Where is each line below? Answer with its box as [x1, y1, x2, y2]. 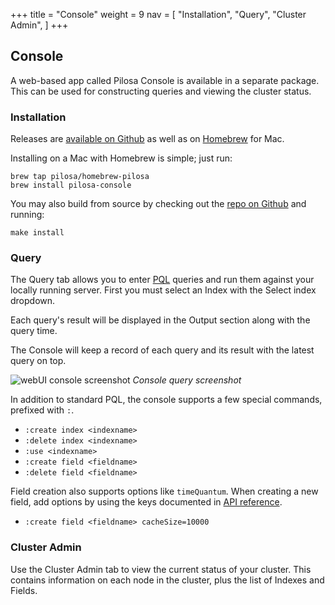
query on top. [10, 355, 67, 367]
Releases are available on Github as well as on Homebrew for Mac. [10, 133, 285, 145]
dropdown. [10, 295, 56, 307]
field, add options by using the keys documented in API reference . [10, 496, 283, 508]
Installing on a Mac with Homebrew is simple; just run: [10, 152, 233, 164]
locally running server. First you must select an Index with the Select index [10, 284, 317, 296]
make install [10, 228, 65, 238]
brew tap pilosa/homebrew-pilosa [10, 172, 150, 182]
